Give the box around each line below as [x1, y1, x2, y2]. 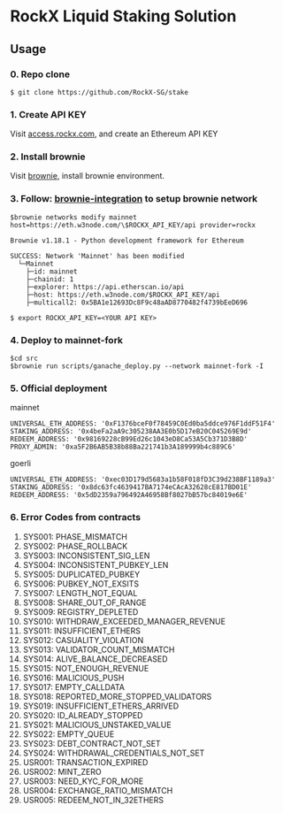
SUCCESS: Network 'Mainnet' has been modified [10, 251, 185, 260]
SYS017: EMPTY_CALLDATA [22, 681, 125, 692]
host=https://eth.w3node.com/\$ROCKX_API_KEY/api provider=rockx [10, 220, 256, 229]
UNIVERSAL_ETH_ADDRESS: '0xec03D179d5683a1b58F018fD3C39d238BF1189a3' [10, 475, 276, 484]
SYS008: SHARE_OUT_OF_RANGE [22, 597, 147, 608]
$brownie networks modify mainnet [10, 212, 138, 222]
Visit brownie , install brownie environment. [10, 171, 165, 181]
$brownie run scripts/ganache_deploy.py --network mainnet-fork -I [10, 362, 264, 371]
